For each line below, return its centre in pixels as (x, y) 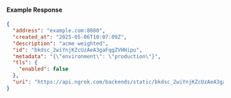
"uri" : (22, 82)
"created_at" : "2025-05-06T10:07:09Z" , (70, 37)
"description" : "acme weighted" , (61, 43)
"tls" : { (25, 63)
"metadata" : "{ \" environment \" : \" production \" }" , (87, 56)
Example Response (34, 10)
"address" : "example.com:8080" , (59, 31)
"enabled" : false (44, 69)
